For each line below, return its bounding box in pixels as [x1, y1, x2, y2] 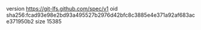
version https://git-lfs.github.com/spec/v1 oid [6, 5, 118, 12]
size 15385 [35, 18, 62, 25]
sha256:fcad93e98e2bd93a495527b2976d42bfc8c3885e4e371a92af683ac [6, 11, 196, 19]
